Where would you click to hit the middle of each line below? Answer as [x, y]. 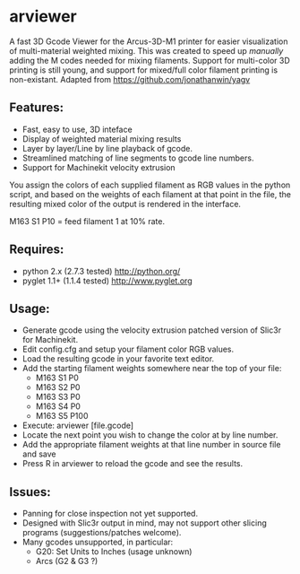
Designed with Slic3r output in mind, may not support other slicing [144, 523]
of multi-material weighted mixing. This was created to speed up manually [146, 50]
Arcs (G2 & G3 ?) [67, 561]
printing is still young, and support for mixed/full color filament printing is [144, 70]
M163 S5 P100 [62, 416]
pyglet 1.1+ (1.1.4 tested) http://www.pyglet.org [107, 281]
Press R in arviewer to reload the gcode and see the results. [133, 464]
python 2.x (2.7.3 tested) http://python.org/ [101, 271]
